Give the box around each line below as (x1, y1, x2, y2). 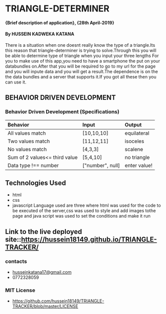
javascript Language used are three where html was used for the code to (12, 202, 161, 209)
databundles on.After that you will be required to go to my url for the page (5, 63, 156, 69)
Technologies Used (5, 179, 66, 187)
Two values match (7, 138, 51, 145)
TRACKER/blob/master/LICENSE (12, 304, 78, 310)
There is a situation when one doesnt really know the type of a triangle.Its (5, 42, 155, 48)
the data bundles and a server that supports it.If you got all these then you (5, 74, 157, 79)
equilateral (124, 130, 150, 137)
